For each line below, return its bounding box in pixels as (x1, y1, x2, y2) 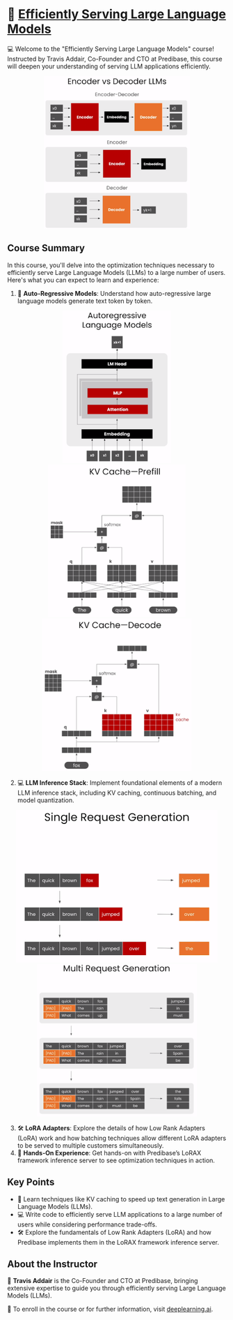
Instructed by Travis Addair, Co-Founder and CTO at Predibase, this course (7, 54, 223, 63)
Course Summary (7, 242, 86, 254)
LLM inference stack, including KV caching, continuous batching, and (17, 788, 217, 797)
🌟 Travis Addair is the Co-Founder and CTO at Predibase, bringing (7, 1277, 198, 1285)
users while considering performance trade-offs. (17, 1220, 158, 1229)
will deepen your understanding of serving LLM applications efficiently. (7, 62, 211, 70)
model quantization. (17, 795, 74, 804)
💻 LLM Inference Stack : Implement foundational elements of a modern (17, 778, 223, 787)
